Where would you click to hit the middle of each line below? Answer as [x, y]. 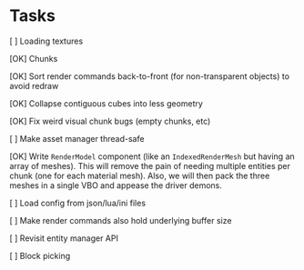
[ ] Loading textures [46, 41]
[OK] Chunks [34, 58]
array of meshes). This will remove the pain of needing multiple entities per [150, 165]
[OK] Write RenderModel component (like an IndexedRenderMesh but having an [152, 156]
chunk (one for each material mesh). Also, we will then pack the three [140, 175]
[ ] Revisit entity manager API [64, 238]
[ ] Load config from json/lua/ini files [78, 203]
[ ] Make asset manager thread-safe [77, 138]
